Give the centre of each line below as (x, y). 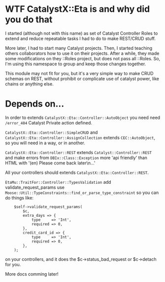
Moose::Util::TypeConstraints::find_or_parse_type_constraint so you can (82, 192)
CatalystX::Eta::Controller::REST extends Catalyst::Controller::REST (78, 152)
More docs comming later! (32, 274)
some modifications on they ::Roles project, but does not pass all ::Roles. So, (83, 58)
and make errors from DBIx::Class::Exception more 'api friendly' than (76, 158)
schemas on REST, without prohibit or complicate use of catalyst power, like (82, 79)
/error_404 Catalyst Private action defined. (49, 122)
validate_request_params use (35, 187)
